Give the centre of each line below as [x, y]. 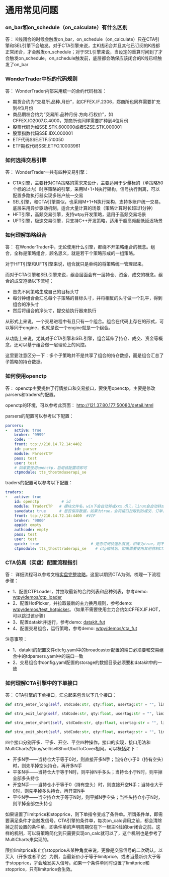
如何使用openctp [26, 376]
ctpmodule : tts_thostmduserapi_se [50, 473]
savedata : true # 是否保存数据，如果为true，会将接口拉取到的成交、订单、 [91, 511]
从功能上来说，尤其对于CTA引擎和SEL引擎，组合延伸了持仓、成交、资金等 [82, 338]
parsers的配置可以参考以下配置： [40, 416]
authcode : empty [31, 530]
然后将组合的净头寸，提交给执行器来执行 [54, 311]
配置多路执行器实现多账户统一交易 [48, 195]
